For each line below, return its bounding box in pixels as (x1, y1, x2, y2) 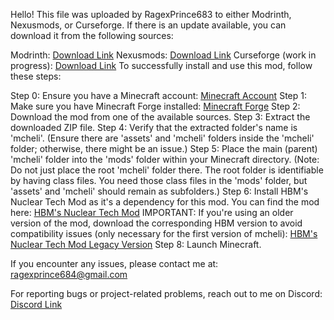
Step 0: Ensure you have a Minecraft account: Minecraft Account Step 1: (10, 90, 307, 101)
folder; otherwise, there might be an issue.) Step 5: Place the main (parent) (10, 143, 318, 154)
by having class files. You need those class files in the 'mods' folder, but (10, 175, 308, 186)
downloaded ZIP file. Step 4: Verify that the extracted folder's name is (10, 122, 298, 133)
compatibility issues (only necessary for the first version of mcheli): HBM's (10, 228, 318, 239)
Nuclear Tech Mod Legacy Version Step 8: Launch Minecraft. (10, 239, 262, 250)
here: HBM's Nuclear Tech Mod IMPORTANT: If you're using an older (10, 207, 294, 218)
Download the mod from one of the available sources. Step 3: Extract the (10, 111, 311, 123)
